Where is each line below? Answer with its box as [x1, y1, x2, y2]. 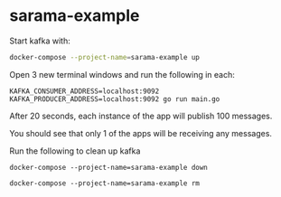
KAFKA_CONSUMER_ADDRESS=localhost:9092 [9, 87, 160, 96]
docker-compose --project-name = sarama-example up [9, 52, 201, 61]
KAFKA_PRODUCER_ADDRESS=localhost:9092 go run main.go [9, 94, 220, 104]
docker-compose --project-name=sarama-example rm [9, 178, 201, 188]
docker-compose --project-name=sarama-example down [9, 163, 208, 172]
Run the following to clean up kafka [9, 145, 141, 156]
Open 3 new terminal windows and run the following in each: [9, 69, 235, 80]
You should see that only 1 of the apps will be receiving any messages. [9, 127, 273, 138]
